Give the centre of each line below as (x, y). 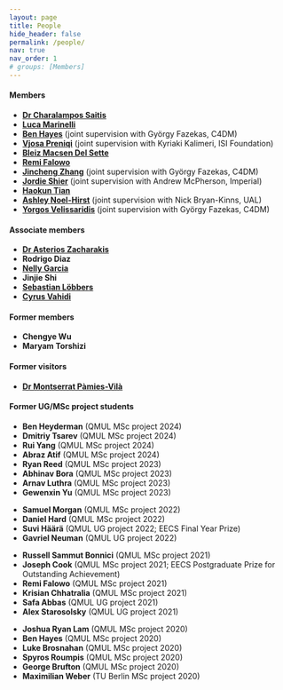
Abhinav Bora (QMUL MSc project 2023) (97, 473)
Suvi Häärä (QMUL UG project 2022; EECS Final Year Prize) (131, 528)
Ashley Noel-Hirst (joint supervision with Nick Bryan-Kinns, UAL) (142, 200)
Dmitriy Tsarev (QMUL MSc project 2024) (99, 435)
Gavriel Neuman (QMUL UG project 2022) (99, 537)
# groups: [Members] (47, 67)
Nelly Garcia (45, 268)
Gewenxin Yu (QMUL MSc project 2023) (96, 492)
